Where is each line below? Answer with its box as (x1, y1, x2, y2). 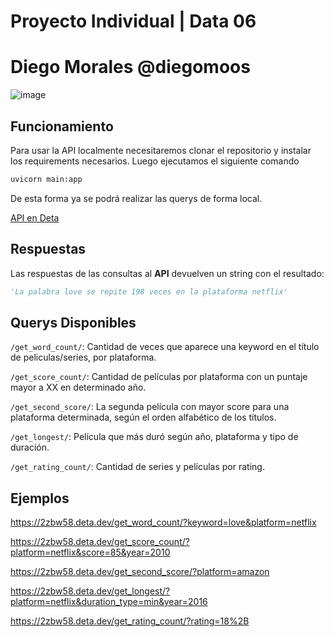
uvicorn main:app (10, 174, 83, 184)
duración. (10, 441, 50, 454)
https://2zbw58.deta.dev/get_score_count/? (10, 536, 190, 548)
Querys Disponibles (10, 314, 137, 331)
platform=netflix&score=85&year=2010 (10, 546, 171, 559)
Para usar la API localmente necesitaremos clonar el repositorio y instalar (10, 144, 312, 156)
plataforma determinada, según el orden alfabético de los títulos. (10, 411, 277, 424)
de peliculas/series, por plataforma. (10, 351, 157, 364)
